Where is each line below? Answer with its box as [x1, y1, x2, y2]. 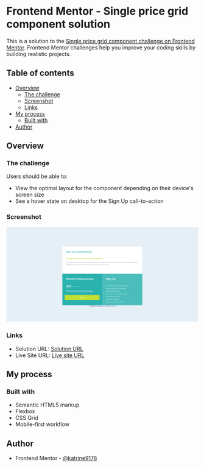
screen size [15, 191, 44, 199]
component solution [6, 17, 111, 31]
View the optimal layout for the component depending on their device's [15, 185, 194, 192]
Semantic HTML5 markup [15, 401, 80, 409]
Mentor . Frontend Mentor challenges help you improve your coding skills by [6, 44, 196, 51]
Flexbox [15, 408, 35, 415]
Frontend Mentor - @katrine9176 [15, 455, 97, 462]
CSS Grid [15, 414, 38, 422]
